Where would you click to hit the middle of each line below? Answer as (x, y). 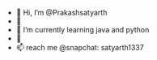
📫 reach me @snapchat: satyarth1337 (80, 47)
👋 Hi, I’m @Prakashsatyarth (62, 13)
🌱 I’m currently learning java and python (83, 30)
